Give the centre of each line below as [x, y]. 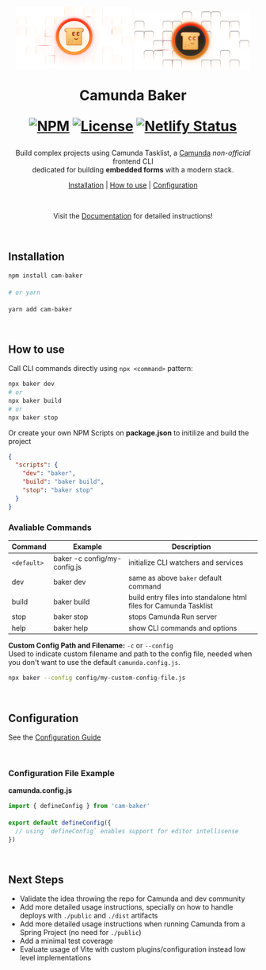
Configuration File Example [61, 773]
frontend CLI [133, 161]
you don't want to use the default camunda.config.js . [94, 663]
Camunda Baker [133, 96]
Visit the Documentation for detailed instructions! [133, 216]
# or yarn [25, 292]
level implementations [55, 958]
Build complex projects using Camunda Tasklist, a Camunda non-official [133, 153]
